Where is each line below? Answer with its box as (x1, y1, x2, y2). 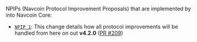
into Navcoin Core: (5, 11, 53, 19)
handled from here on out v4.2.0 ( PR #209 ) (14, 29, 123, 37)
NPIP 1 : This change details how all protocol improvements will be (14, 23, 179, 30)
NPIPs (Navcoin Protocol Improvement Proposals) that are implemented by (5, 5, 192, 12)
